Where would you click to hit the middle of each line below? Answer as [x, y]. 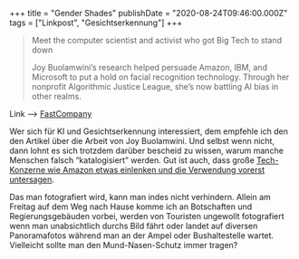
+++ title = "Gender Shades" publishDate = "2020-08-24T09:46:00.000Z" [149, 13]
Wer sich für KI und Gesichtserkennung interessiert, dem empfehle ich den [149, 131]
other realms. [56, 96]
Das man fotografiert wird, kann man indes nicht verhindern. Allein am [140, 197]
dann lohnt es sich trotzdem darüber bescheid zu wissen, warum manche [146, 150]
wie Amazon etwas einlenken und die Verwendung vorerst [156, 170]
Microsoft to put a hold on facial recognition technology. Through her [160, 77]
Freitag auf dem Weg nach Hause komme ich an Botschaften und [131, 206]
